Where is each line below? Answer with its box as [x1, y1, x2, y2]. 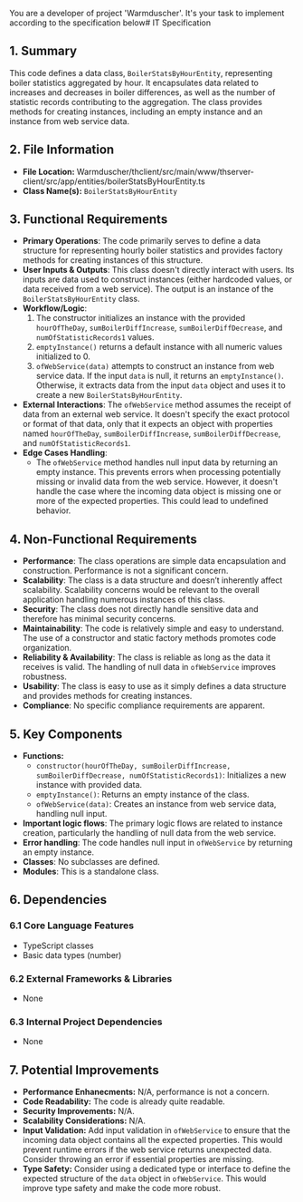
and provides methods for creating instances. [22, 691, 193, 702]
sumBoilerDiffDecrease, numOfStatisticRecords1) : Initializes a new [35, 770, 287, 780]
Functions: [22, 751, 64, 761]
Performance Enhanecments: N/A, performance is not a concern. [22, 1087, 270, 1098]
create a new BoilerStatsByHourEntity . [35, 390, 183, 401]
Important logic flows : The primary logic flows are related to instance [22, 818, 283, 829]
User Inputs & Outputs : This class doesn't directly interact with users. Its [22, 265, 295, 276]
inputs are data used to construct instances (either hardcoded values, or [22, 274, 292, 285]
